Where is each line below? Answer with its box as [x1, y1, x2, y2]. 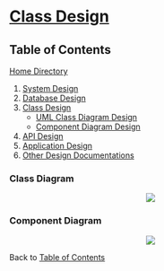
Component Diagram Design [35, 121, 141, 132]
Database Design [22, 92, 87, 103]
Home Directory [9, 66, 69, 76]
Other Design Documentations [22, 150, 134, 161]
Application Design [22, 141, 92, 151]
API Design [22, 131, 64, 141]
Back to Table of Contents [9, 251, 106, 262]
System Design [22, 83, 79, 93]
